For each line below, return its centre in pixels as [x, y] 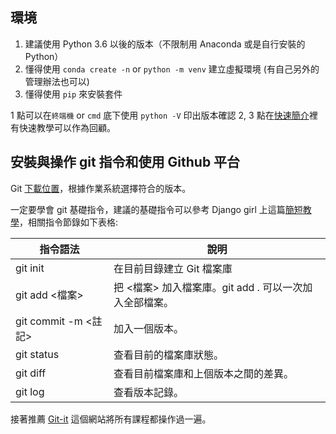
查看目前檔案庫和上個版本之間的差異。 [204, 373]
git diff [31, 373]
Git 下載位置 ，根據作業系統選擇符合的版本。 [101, 188]
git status [37, 354]
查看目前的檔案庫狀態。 [169, 355]
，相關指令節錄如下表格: [69, 222]
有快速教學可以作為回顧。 [63, 127]
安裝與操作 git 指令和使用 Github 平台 [125, 162]
